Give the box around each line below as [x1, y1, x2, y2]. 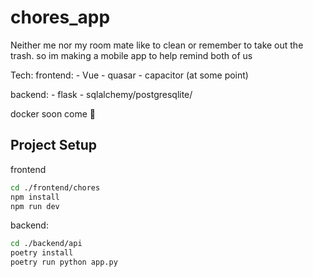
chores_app [10, 6, 111, 29]
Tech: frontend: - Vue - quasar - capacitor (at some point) [10, 69, 249, 81]
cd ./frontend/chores [10, 182, 101, 193]
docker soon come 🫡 [10, 107, 97, 120]
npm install [10, 192, 60, 202]
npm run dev [10, 201, 60, 211]
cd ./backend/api [10, 239, 83, 249]
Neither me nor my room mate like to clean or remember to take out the [10, 39, 304, 51]
